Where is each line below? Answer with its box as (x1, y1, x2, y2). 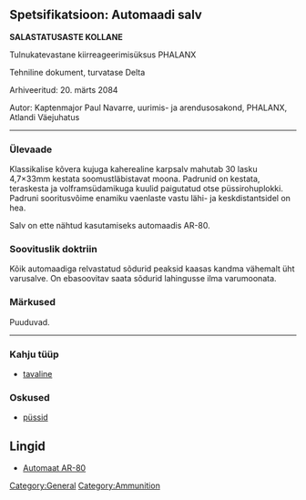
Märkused (9, 296, 56, 309)
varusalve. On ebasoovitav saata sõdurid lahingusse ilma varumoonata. (9, 273, 277, 284)
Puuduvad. (9, 316, 50, 327)
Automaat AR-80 (22, 463, 87, 474)
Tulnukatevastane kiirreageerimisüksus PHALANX (9, 49, 197, 60)
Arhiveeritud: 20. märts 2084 (9, 84, 118, 95)
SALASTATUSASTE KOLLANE (9, 31, 123, 42)
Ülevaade (9, 143, 53, 156)
